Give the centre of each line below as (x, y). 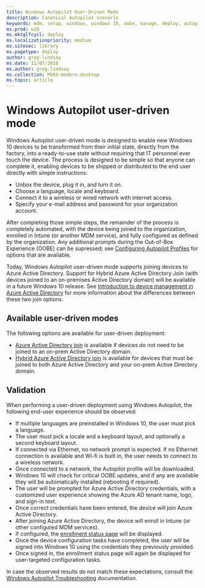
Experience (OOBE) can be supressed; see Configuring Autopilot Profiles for (102, 249)
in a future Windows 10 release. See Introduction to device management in (100, 286)
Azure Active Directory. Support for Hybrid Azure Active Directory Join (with (102, 273)
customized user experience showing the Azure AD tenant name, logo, (104, 494)
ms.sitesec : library (33, 46)
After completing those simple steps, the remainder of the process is (92, 222)
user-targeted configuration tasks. (58, 559)
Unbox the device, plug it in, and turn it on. (69, 185)
